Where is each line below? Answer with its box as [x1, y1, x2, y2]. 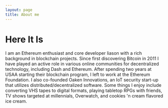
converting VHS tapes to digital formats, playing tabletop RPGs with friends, [5, 87, 162, 93]
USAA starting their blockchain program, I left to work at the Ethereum [5, 71, 150, 78]
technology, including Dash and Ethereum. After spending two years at [5, 66, 152, 72]
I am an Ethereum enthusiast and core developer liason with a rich [5, 50, 142, 56]
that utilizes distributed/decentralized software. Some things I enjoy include [5, 82, 162, 88]
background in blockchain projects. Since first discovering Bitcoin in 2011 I [5, 56, 159, 62]
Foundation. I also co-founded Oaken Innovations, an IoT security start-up [5, 77, 158, 83]
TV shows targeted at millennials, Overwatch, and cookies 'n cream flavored [5, 93, 163, 99]
